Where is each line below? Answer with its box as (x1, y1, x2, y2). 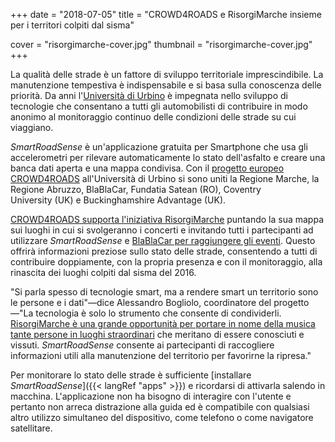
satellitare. (10, 422, 53, 434)
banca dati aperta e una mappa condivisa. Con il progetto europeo (10, 162, 285, 174)
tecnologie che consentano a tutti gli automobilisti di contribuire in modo (10, 100, 308, 112)
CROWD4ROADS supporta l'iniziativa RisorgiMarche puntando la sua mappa (10, 214, 324, 225)
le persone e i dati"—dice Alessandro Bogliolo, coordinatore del (10, 297, 272, 308)
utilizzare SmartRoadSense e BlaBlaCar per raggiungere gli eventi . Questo (10, 235, 316, 246)
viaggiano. (10, 122, 54, 133)
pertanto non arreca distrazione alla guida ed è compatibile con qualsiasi (10, 401, 310, 413)
